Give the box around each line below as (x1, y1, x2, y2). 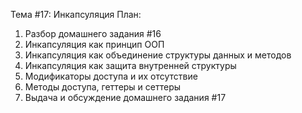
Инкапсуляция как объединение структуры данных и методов (24, 49, 292, 61)
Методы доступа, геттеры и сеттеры (24, 81, 182, 93)
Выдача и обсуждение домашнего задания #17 (24, 92, 227, 103)
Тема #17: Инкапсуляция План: (10, 9, 142, 20)
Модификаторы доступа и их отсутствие (24, 70, 198, 82)
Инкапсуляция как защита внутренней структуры (24, 60, 237, 71)
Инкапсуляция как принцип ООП (24, 39, 165, 50)
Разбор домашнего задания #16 (24, 28, 162, 39)
